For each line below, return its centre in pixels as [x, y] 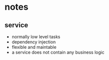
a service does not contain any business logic [58, 52]
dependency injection [34, 42]
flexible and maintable [34, 47]
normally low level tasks [36, 37]
